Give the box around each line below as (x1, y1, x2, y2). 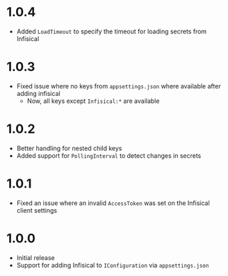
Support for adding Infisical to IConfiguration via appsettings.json (16, 261, 209, 269)
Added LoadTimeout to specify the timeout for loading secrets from (16, 27, 207, 35)
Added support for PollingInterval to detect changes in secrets (16, 151, 202, 160)
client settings (16, 206, 57, 214)
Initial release (16, 253, 55, 261)
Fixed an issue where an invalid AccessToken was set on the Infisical (16, 199, 210, 207)
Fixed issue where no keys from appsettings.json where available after (16, 81, 221, 90)
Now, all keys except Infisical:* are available (26, 97, 160, 105)
